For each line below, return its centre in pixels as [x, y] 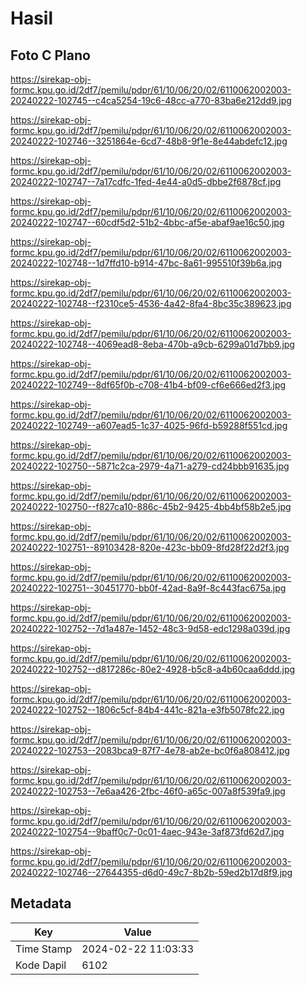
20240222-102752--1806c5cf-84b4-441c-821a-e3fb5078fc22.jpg [147, 710]
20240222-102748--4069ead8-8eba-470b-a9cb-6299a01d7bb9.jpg [152, 344]
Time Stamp [44, 949]
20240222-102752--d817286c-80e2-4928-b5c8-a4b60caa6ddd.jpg [153, 669]
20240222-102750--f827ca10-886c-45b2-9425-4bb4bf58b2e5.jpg [151, 506]
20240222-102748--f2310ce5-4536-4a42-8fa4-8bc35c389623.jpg [151, 303]
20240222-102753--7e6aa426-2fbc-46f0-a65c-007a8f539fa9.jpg [148, 791]
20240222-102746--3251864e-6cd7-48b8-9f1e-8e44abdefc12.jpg [149, 141]
